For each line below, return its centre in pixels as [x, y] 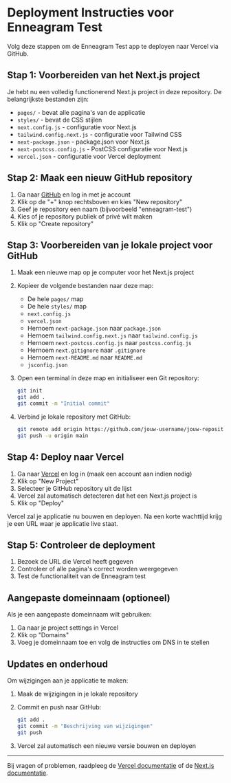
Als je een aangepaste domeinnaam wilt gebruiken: [79, 615]
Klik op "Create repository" [55, 223]
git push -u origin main [53, 435]
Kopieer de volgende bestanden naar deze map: [85, 286]
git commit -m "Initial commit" [63, 404]
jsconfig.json [47, 366]
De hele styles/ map [57, 307]
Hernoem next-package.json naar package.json [94, 329]
